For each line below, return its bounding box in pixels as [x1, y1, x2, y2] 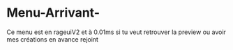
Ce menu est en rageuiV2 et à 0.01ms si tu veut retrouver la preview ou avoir [6, 28, 226, 36]
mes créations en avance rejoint [6, 35, 99, 43]
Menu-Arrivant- [6, 5, 100, 21]
